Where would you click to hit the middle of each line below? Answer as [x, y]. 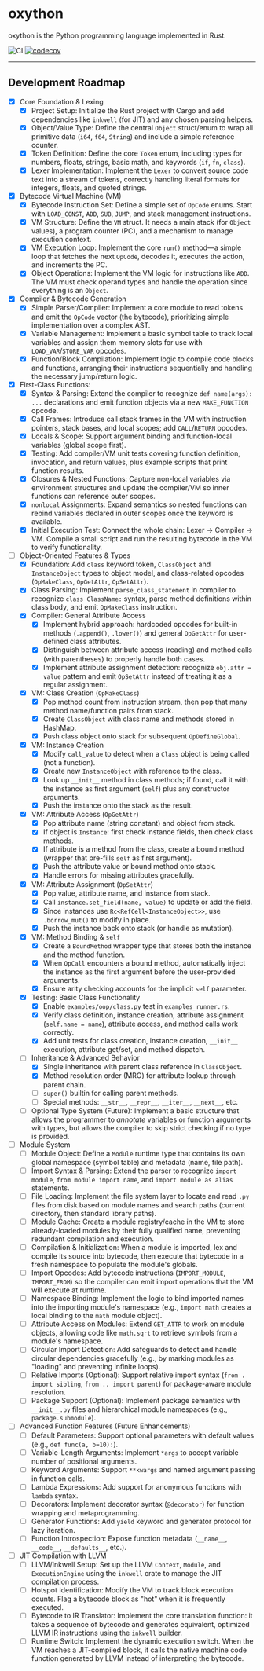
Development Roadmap [67, 83]
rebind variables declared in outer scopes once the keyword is [132, 513]
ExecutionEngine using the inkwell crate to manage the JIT [126, 1574]
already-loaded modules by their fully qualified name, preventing [136, 1231]
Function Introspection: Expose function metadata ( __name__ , [129, 1538]
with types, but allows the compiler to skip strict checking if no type [141, 1127]
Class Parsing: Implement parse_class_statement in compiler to [133, 590]
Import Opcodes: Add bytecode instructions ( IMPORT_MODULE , [128, 1273]
